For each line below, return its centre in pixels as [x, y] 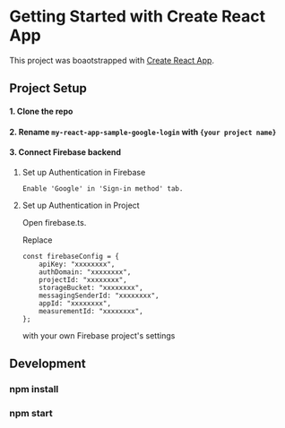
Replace [37, 240]
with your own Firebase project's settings [99, 335]
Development [48, 364]
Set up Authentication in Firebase [84, 172]
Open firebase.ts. [54, 222]
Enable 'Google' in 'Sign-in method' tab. [103, 188]
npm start [31, 413]
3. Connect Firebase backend [65, 152]
